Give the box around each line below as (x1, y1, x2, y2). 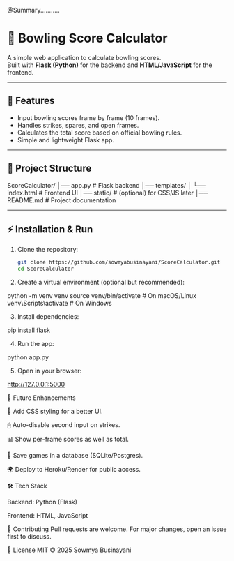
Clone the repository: (17, 246, 79, 254)
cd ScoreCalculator (17, 265, 75, 273)
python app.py (7, 353, 49, 361)
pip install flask (7, 326, 51, 334)
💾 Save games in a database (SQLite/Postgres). (7, 451, 143, 460)
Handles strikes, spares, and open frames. (17, 121, 139, 129)
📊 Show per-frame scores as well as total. (7, 435, 129, 444)
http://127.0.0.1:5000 (7, 380, 65, 389)
